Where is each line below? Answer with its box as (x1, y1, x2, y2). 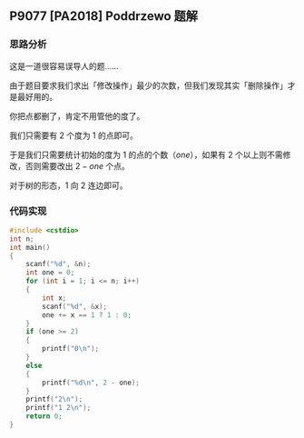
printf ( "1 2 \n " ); (25, 403, 92, 413)
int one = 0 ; (25, 268, 75, 277)
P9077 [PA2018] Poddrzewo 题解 (9, 8, 198, 25)
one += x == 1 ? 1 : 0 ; (42, 310, 132, 320)
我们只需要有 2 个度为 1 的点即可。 (9, 130, 138, 141)
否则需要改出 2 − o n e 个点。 (25, 160, 130, 171)
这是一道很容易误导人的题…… (9, 60, 120, 71)
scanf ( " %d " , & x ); (42, 302, 107, 311)
